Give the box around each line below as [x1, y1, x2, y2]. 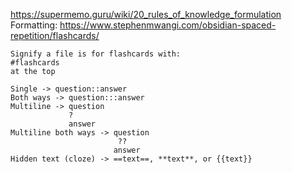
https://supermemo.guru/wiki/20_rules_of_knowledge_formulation [10, 9, 282, 20]
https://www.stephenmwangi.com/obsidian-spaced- [59, 19, 277, 31]
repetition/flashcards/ [10, 30, 100, 41]
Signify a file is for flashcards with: [10, 49, 182, 59]
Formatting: [10, 19, 58, 31]
